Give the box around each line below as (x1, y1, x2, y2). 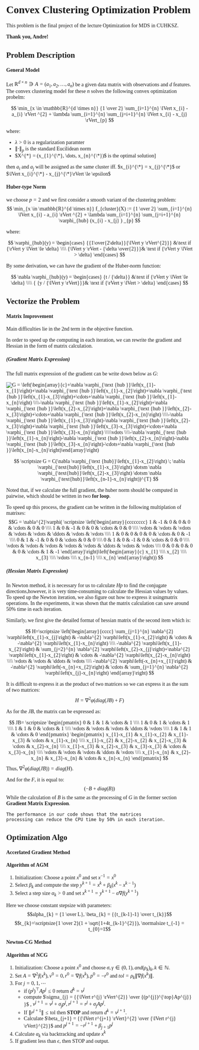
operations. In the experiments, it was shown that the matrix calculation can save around (6, 600, 190, 607)
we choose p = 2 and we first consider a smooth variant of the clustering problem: (6, 196, 176, 203)
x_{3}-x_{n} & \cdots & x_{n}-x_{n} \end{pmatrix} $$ (50, 755, 169, 761)
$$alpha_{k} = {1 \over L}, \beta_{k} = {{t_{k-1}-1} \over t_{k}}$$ (27, 911, 172, 917)
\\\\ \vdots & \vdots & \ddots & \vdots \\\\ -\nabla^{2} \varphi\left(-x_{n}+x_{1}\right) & (7, 658, 192, 664)
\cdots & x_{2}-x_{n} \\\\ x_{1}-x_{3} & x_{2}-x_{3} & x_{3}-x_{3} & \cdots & (12, 743, 187, 749)
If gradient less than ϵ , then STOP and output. (14, 1038, 110, 1044)
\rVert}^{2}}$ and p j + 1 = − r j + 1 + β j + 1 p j (23, 1021, 114, 1030)
